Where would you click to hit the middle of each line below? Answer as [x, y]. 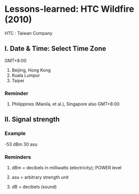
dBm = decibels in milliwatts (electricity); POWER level [67, 168]
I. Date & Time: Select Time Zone [56, 48]
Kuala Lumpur [26, 75]
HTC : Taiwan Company [28, 33]
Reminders [18, 157]
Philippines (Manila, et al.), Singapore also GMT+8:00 [66, 104]
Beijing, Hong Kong [31, 70]
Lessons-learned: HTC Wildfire [69, 9]
